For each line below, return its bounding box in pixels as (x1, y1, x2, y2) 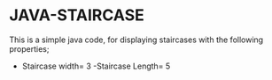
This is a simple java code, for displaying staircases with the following (9, 34, 264, 45)
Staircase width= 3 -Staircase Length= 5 (21, 61, 171, 71)
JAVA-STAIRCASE (9, 5, 144, 25)
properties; (9, 43, 50, 54)
